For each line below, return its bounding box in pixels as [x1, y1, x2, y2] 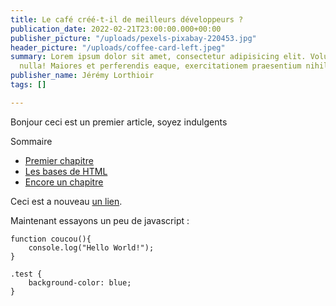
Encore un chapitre [24, 176, 104, 188]
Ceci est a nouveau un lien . [10, 195, 123, 207]
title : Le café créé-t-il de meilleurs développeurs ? [10, 14, 244, 25]
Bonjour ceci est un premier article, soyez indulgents [10, 116, 228, 128]
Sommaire [10, 135, 53, 147]
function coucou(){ [10, 234, 92, 244]
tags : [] [10, 80, 47, 90]
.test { [10, 269, 43, 279]
